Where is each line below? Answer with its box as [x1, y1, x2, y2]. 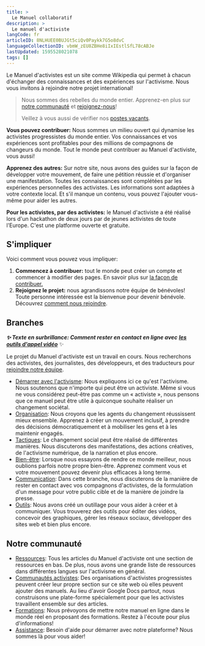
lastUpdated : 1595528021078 [6, 49, 78, 55]
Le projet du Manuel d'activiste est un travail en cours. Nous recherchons [6, 353, 192, 360]
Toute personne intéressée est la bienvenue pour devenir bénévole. [15, 293, 185, 300]
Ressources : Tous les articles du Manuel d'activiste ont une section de [15, 555, 193, 562]
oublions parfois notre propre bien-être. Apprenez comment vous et [15, 462, 187, 470]
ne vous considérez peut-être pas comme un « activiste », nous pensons [15, 391, 199, 398]
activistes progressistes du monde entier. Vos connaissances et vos [6, 133, 177, 140]
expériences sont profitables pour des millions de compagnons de [6, 139, 173, 147]
